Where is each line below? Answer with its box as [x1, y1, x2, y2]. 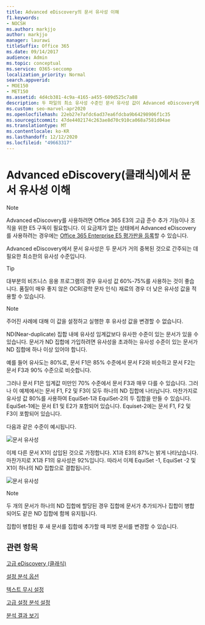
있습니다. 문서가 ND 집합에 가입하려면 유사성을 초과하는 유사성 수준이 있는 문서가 [6, 338, 198, 346]
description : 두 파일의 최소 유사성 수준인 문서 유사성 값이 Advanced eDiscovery [6, 100, 195, 106]
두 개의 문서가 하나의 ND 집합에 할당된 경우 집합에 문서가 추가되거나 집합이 [6, 502, 184, 509]
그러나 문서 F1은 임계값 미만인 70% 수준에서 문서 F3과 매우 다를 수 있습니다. [6, 379, 187, 386]
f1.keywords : [6, 15, 40, 21]
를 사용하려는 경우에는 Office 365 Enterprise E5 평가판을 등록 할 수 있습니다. [6, 232, 189, 239]
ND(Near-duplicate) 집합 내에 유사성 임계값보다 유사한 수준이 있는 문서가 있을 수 [6, 330, 199, 338]
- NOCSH [6, 20, 26, 26]
